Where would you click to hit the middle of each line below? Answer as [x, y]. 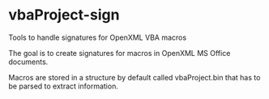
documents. [28, 62]
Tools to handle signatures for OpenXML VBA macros [98, 37]
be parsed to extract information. [64, 86]
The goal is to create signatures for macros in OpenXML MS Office [120, 53]
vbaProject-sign [64, 15]
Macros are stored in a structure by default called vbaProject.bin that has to [134, 77]
